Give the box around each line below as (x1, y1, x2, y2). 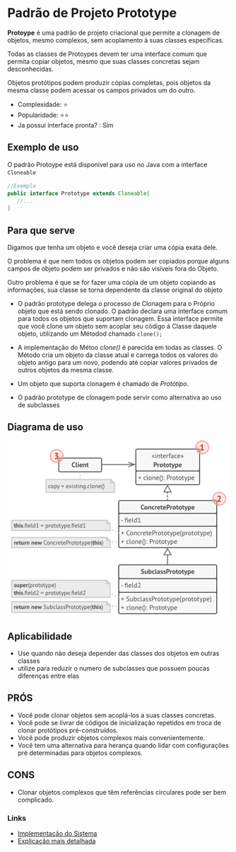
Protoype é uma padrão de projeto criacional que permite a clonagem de (7, 28, 220, 37)
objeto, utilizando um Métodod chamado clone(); (17, 329, 163, 338)
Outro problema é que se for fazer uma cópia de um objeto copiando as (7, 278, 216, 287)
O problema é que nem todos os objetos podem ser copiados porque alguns (7, 257, 230, 266)
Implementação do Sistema (17, 829, 98, 837)
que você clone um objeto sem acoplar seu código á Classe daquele (17, 322, 217, 331)
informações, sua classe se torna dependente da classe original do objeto (7, 285, 223, 295)
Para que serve (7, 225, 76, 237)
